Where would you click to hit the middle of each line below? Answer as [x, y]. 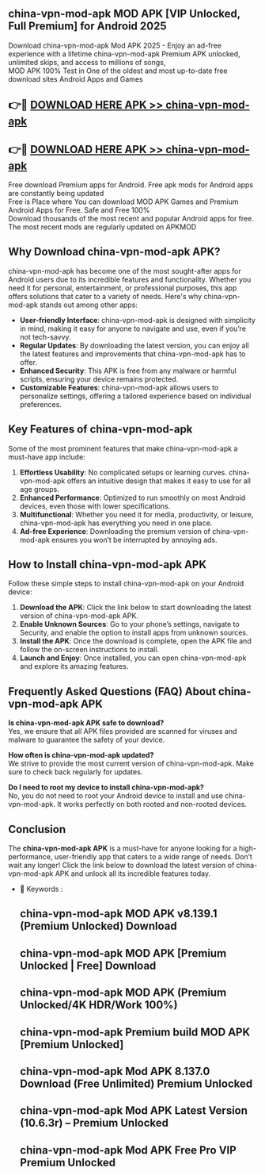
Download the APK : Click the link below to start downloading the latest [135, 608]
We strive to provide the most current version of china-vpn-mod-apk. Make [131, 764]
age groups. [39, 489]
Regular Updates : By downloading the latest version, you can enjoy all [134, 345]
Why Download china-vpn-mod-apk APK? [114, 252]
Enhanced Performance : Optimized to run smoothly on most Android [132, 497]
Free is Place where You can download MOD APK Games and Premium [123, 202]
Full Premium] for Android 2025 [87, 27]
